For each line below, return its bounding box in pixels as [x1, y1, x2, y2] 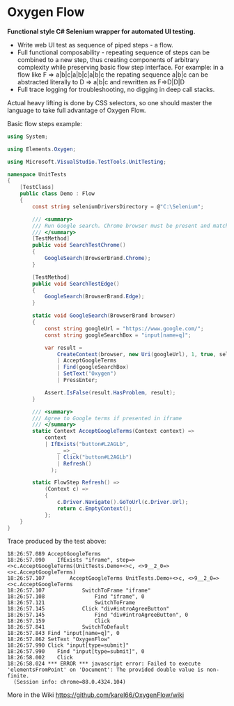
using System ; [7, 133, 49, 140]
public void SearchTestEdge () [32, 280, 120, 287]
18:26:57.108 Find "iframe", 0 [7, 593, 145, 600]
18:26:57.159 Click [7, 617, 111, 624]
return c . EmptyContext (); [56, 505, 132, 512]
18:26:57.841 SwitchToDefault [7, 624, 130, 631]
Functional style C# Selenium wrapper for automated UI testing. [7, 27, 196, 36]
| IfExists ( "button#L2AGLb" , [44, 440, 130, 448]
